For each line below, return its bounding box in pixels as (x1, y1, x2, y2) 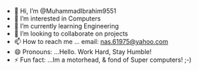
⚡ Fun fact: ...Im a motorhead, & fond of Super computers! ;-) (13, 55, 192, 64)
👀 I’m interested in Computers (13, 14, 101, 23)
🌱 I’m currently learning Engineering (13, 22, 119, 30)
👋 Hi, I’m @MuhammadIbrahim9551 (13, 7, 117, 15)
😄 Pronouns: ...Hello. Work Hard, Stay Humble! (13, 48, 152, 56)
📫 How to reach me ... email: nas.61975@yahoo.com (13, 38, 168, 45)
